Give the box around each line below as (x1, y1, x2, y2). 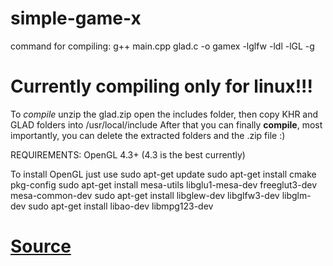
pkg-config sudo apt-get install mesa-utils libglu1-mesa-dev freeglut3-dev (10, 178, 318, 191)
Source (10, 235, 72, 258)
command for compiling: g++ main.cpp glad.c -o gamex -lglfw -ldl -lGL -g (10, 40, 315, 52)
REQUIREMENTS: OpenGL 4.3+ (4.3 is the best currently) (10, 148, 246, 161)
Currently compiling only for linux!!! (10, 75, 314, 98)
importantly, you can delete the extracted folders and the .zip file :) (10, 129, 286, 141)
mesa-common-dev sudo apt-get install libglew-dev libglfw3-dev (10, 189, 280, 201)
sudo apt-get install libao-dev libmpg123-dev (28, 200, 214, 212)
